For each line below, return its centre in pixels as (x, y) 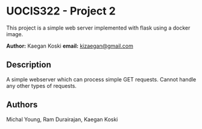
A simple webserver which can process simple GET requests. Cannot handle (101, 79)
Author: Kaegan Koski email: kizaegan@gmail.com (70, 46)
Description (29, 65)
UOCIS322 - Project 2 (61, 11)
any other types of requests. (42, 86)
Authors (22, 105)
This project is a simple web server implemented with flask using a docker (98, 28)
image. (15, 34)
